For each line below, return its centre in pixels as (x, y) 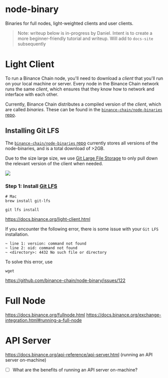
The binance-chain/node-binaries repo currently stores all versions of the (82, 143)
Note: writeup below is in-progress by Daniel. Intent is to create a (85, 33)
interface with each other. (32, 94)
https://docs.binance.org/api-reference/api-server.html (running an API (79, 354)
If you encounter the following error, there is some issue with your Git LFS (82, 229)
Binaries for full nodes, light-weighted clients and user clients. (69, 23)
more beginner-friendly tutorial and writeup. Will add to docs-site (85, 38)
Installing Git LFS (32, 131)
